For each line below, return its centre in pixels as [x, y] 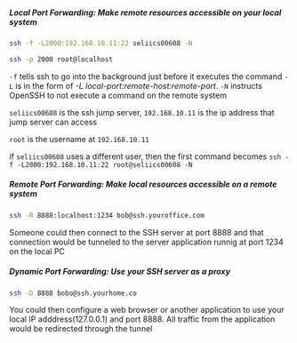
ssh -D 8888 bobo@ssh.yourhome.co [73, 293]
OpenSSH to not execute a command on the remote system [118, 95]
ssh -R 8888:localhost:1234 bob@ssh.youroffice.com [107, 215]
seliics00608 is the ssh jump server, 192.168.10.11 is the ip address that [142, 112]
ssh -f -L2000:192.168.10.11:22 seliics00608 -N [101, 43]
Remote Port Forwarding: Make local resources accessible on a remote [143, 184]
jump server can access [53, 122]
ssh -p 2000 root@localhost [61, 59]
